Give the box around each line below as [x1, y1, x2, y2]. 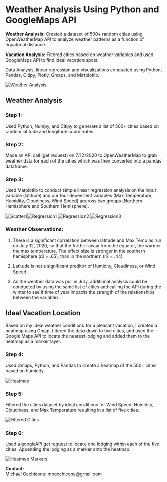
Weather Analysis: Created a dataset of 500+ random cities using [5, 31, 143, 37]
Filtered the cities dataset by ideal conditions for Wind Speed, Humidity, [5, 401, 154, 407]
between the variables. [12, 294, 60, 300]
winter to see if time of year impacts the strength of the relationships [12, 289, 155, 295]
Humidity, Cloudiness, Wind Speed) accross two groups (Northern [5, 198, 143, 204]
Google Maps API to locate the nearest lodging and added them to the [5, 333, 150, 339]
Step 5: [5, 390, 24, 397]
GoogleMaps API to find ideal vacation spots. [5, 57, 99, 63]
